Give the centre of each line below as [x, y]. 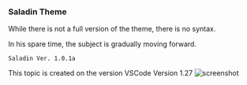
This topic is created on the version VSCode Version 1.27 [101, 73]
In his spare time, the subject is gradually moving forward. [103, 44]
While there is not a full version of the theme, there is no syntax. [112, 29]
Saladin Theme [37, 12]
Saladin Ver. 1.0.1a [42, 59]
